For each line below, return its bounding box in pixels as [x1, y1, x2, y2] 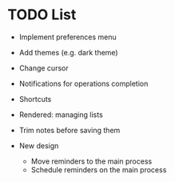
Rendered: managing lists [18, 110, 103, 119]
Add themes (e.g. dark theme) [18, 47, 118, 57]
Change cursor [18, 63, 69, 73]
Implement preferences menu [18, 32, 117, 42]
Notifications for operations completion [18, 79, 149, 88]
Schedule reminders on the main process [30, 164, 167, 174]
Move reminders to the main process [30, 156, 153, 166]
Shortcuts [18, 94, 52, 103]
